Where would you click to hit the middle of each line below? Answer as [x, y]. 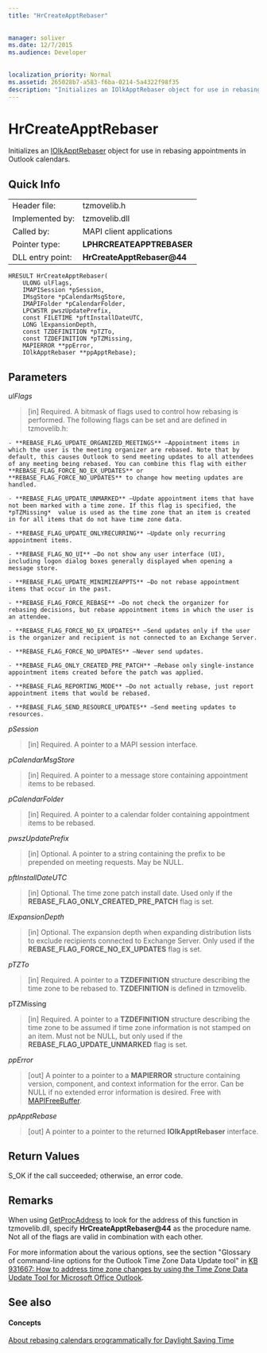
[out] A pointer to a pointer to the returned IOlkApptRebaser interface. [143, 1131]
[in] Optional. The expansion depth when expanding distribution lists [139, 932]
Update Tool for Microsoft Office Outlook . [76, 1277]
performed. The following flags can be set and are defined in [127, 420]
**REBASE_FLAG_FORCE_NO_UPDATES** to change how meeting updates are [126, 478]
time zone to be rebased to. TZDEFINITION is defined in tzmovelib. [137, 988]
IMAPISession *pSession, [64, 290]
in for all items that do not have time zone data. [95, 519]
